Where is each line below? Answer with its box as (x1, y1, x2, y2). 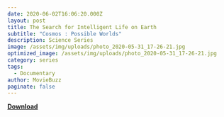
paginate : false (7, 83, 55, 90)
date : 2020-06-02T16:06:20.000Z (7, 10, 103, 18)
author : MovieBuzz (7, 76, 62, 84)
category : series (7, 57, 59, 64)
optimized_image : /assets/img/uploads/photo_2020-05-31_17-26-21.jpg (7, 50, 218, 57)
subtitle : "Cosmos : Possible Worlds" (7, 30, 122, 38)
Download (7, 102, 38, 111)
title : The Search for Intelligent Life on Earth (7, 23, 157, 30)
